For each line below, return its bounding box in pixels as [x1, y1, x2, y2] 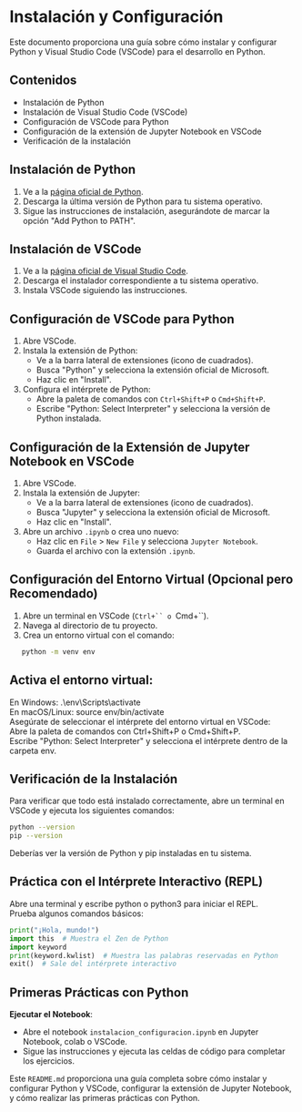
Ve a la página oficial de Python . [22, 186, 144, 197]
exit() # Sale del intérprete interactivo [9, 959, 177, 969]
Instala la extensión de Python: [22, 345, 138, 356]
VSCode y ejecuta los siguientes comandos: [9, 805, 175, 816]
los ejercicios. [22, 1056, 75, 1066]
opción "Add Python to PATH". [22, 215, 136, 226]
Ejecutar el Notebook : [9, 1009, 94, 1020]
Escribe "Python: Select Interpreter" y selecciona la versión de [35, 403, 271, 414]
